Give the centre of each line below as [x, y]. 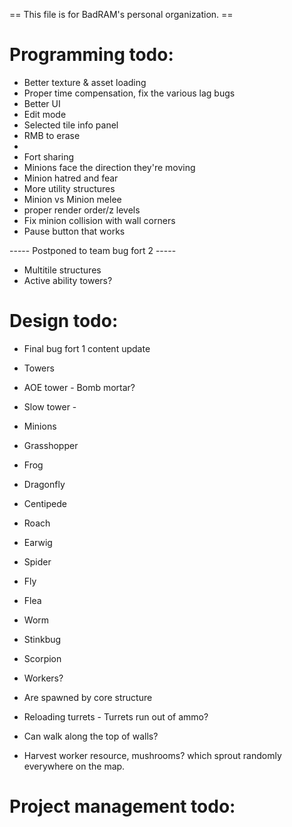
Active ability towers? [68, 280]
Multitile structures [62, 270]
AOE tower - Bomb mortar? [79, 387]
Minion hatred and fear [71, 178]
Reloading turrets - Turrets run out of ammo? [116, 716]
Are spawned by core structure [88, 697]
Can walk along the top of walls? [91, 736]
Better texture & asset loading [85, 82]
